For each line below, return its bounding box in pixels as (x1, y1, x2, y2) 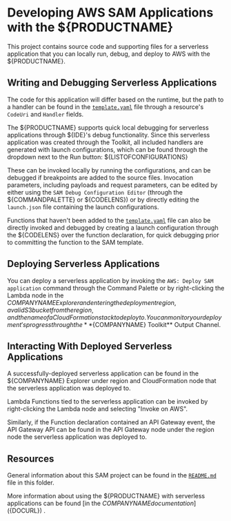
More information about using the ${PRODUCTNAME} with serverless (7, 492, 205, 500)
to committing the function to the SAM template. (7, 238, 143, 246)
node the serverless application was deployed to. (7, 433, 147, 441)
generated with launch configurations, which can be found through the (7, 145, 208, 153)
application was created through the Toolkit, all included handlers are (7, 138, 203, 146)
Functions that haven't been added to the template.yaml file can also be (7, 216, 211, 224)
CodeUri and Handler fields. (7, 110, 84, 118)
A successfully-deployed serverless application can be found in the (7, 369, 199, 377)
